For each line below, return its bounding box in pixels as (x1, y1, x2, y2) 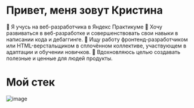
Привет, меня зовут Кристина (6, 4, 163, 17)
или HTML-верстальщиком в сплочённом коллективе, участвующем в (6, 42, 187, 49)
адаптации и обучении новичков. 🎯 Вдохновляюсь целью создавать (6, 48, 181, 55)
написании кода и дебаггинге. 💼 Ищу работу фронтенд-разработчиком (6, 36, 188, 43)
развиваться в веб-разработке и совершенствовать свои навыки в (6, 29, 178, 36)
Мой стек (6, 75, 56, 89)
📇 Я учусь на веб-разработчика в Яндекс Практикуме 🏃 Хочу (6, 23, 163, 30)
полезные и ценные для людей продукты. (6, 55, 113, 62)
